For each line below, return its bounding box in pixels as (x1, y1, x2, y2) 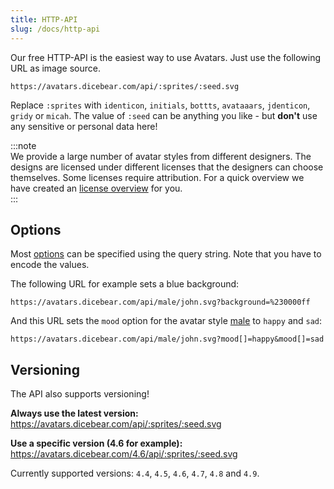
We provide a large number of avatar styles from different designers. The (10, 150, 312, 162)
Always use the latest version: (10, 407, 139, 420)
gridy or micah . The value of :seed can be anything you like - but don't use (10, 109, 318, 121)
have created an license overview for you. (10, 182, 183, 194)
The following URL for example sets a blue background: (10, 278, 240, 290)
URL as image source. (10, 62, 101, 74)
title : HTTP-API (10, 14, 78, 25)
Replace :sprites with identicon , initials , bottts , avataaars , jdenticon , (10, 99, 311, 111)
